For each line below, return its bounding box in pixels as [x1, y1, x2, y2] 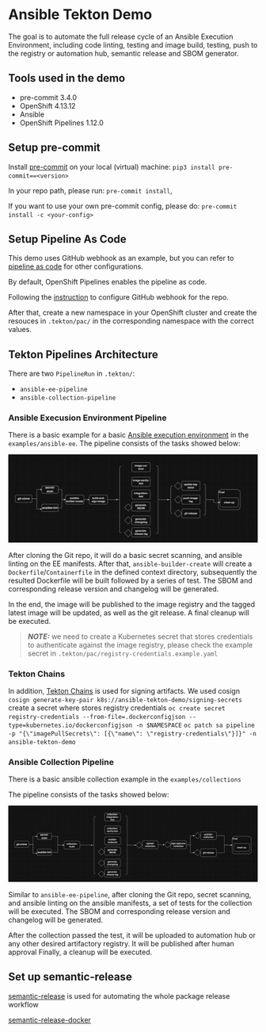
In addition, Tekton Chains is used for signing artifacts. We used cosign [8, 686, 240, 695]
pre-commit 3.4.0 [19, 93, 78, 102]
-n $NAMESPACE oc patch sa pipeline [135, 721, 255, 729]
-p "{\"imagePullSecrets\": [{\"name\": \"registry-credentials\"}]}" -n [8, 729, 257, 738]
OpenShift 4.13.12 [19, 101, 76, 110]
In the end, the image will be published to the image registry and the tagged [8, 599, 256, 609]
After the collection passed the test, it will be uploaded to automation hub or [8, 930, 256, 940]
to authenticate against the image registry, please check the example [27, 640, 253, 649]
